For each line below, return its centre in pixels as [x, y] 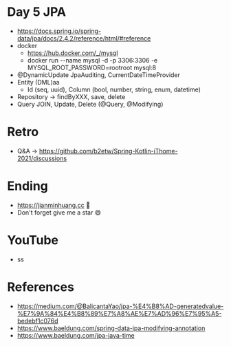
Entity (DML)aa [38, 82]
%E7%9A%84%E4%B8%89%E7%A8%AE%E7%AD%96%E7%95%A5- [119, 313]
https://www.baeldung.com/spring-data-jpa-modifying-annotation [111, 328]
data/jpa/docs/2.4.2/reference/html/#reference [84, 38]
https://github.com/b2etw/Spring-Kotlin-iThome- [108, 151]
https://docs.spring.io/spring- [59, 31]
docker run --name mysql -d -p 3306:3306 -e [92, 60]
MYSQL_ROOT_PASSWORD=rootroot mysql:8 [92, 67]
